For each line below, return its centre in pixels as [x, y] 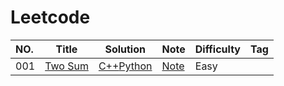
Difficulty [217, 49]
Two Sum [66, 66]
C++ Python [125, 66]
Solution [125, 49]
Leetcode [50, 17]
